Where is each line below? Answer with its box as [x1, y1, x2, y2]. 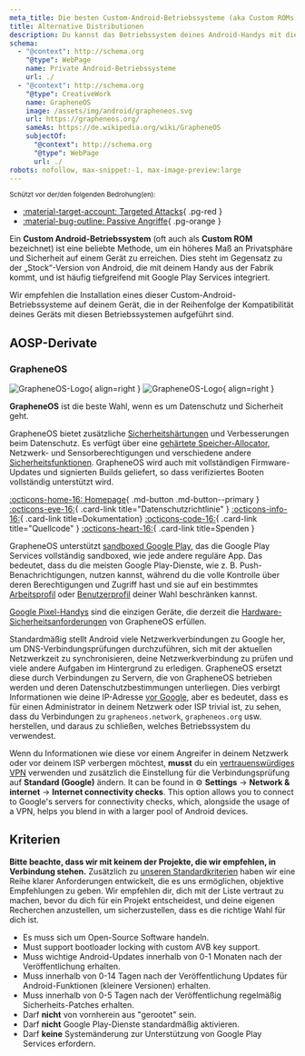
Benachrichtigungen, [9, 570, 88, 581]
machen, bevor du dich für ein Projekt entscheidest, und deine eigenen [9, 894, 275, 905]
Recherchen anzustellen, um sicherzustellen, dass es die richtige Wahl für [9, 904, 286, 915]
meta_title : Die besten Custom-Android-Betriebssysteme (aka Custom [9, 13, 274, 23]
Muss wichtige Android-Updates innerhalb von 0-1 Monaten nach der [22, 951, 282, 961]
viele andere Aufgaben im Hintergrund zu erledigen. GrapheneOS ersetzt [9, 662, 282, 673]
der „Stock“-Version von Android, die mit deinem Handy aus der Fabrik [9, 263, 274, 274]
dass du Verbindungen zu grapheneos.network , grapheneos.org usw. [9, 711, 261, 722]
